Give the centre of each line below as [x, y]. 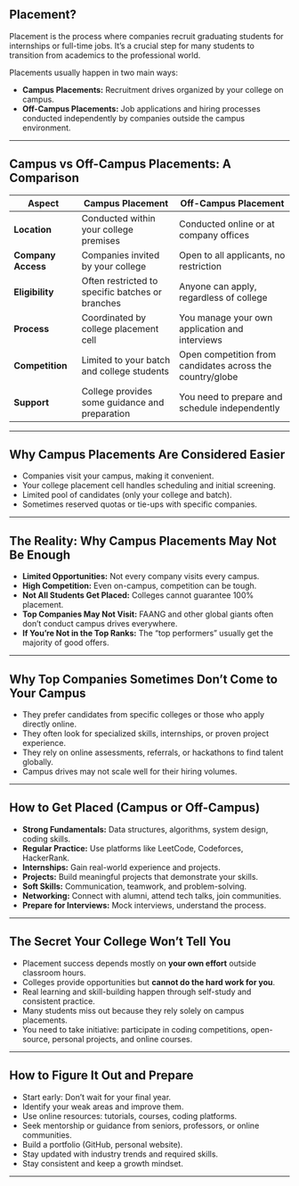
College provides [117, 391]
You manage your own [226, 318]
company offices [214, 235]
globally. [37, 762]
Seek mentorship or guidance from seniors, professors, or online [141, 1125]
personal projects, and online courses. [122, 1039]
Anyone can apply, [218, 286]
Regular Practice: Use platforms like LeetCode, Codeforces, [133, 848]
